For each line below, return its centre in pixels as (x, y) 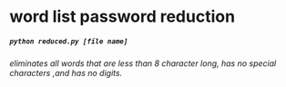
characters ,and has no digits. (66, 73)
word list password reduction (122, 17)
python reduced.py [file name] (69, 41)
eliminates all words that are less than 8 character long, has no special (143, 63)
